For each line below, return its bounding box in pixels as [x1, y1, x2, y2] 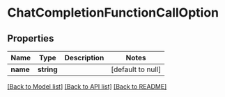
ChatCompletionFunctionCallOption [7, 5, 219, 21]
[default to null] [110, 64, 162, 74]
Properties [7, 33, 54, 44]
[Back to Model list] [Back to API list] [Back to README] [7, 82, 167, 91]
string [37, 64, 58, 74]
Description [64, 53, 104, 62]
